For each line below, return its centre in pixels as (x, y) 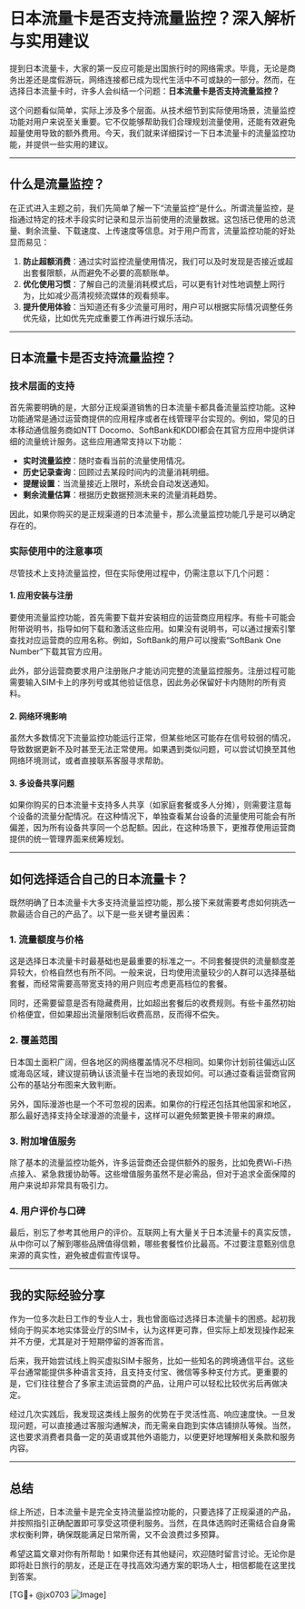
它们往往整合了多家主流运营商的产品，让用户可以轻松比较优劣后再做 (152, 1384)
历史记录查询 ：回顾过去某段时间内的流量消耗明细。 (118, 472)
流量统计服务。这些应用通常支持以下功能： (104, 442)
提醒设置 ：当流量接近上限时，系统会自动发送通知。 (118, 483)
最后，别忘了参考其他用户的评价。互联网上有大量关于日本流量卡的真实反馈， (152, 1233)
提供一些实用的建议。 (73, 144)
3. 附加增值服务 (43, 1141)
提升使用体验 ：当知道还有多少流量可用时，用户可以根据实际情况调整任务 (157, 306)
